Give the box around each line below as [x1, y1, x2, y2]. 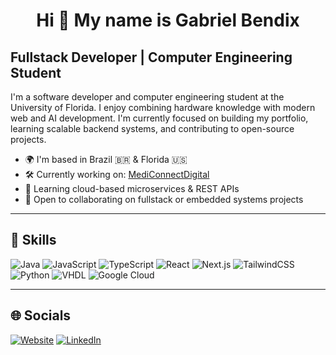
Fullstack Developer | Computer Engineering [10, 49, 293, 66]
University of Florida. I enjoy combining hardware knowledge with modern [10, 102, 316, 113]
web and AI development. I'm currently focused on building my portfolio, [10, 112, 309, 124]
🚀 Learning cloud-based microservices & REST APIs [24, 183, 240, 194]
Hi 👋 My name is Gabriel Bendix [36, 9, 300, 32]
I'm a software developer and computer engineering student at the [10, 91, 285, 103]
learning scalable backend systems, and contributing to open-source [10, 123, 295, 134]
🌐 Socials [10, 307, 72, 324]
